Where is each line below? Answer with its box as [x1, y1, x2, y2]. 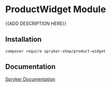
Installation [5, 35, 42, 44]
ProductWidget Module [5, 4, 106, 15]
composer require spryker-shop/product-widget [5, 48, 106, 54]
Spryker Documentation [5, 76, 55, 82]
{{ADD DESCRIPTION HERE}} [5, 20, 67, 26]
